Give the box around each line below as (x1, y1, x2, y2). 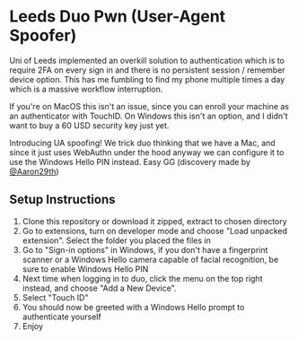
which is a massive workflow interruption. (9, 83, 163, 94)
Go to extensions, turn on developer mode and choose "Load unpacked (22, 225, 287, 236)
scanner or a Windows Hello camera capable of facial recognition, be (22, 254, 279, 265)
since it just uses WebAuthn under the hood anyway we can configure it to (9, 146, 285, 158)
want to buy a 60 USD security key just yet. (9, 119, 170, 131)
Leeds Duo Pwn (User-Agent (9, 6, 226, 27)
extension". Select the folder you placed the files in (22, 235, 211, 246)
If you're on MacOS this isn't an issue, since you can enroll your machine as (9, 100, 290, 111)
